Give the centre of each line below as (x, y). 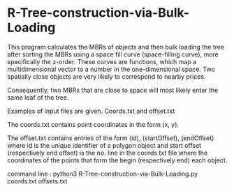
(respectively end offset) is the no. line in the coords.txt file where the (108, 153)
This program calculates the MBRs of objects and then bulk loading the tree (116, 47)
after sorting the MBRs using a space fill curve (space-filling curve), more (113, 54)
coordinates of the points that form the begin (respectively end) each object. (117, 160)
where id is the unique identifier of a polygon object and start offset (104, 145)
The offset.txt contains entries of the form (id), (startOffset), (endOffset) (111, 138)
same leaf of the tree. (38, 97)
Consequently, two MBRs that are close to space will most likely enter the (113, 90)
